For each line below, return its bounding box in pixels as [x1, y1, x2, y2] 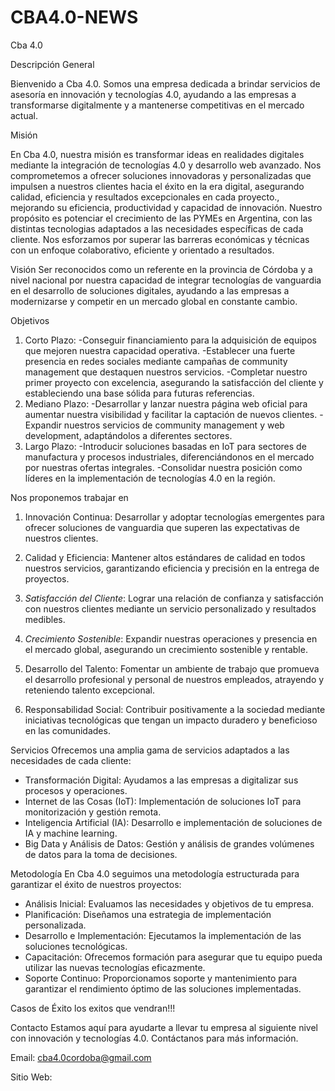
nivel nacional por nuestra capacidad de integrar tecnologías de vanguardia [10, 274, 322, 286]
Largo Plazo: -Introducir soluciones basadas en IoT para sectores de [24, 440, 307, 452]
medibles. [24, 613, 66, 625]
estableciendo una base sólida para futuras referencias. [24, 387, 255, 399]
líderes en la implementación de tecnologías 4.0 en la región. [24, 472, 276, 484]
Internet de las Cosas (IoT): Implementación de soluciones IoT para [24, 795, 302, 807]
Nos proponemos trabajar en [10, 491, 129, 503]
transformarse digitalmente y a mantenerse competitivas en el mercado [10, 99, 305, 111]
